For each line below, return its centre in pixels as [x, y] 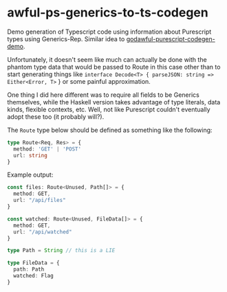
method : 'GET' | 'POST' [47, 149]
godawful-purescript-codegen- [171, 38]
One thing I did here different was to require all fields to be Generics [103, 95]
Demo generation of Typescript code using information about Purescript [109, 32]
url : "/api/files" [40, 201]
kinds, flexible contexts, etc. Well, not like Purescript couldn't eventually [109, 109]
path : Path [29, 269]
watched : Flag [33, 276]
